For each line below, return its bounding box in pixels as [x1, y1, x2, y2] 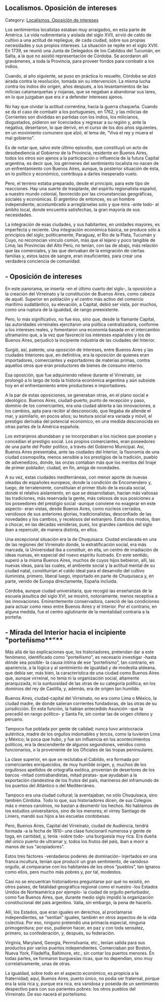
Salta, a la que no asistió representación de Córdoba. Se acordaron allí [5, 53, 148, 59]
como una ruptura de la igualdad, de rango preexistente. [5, 306, 120, 313]
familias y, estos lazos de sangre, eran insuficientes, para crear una [5, 253, 142, 259]
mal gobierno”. [5, 135, 35, 141]
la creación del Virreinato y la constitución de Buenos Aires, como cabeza [5, 291, 155, 297]
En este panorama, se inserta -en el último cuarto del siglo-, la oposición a [5, 285, 156, 291]
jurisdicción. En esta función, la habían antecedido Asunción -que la [5, 706, 143, 712]
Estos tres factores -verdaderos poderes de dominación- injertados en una [5, 853, 157, 859]
